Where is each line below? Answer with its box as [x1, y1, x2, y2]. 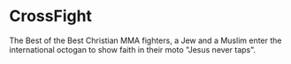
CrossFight [9, 6, 93, 26]
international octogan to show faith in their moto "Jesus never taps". [9, 44, 257, 54]
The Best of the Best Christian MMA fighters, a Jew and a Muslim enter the [9, 35, 282, 46]
